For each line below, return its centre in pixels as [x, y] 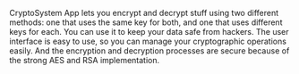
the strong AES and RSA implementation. [85, 60]
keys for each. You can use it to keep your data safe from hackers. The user [149, 32]
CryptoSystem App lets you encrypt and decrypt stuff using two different [144, 13]
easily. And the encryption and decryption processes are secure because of [149, 51]
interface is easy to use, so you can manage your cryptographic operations [148, 41]
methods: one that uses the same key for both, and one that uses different [146, 22]
